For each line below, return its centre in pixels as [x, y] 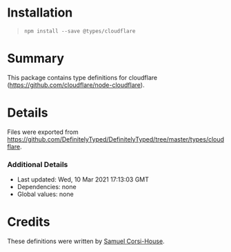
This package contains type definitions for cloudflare [82, 77]
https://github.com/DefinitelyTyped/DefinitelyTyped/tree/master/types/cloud [116, 139]
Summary [36, 58]
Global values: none [45, 194]
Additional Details [38, 164]
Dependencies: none [47, 187]
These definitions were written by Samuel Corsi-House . [86, 241]
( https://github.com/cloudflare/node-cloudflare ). [76, 85]
